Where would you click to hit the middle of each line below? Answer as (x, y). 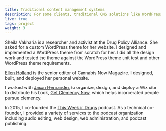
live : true (16, 19)
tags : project (20, 23)
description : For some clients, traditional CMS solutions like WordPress (84, 14)
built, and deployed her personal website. (47, 78)
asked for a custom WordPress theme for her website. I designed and (76, 47)
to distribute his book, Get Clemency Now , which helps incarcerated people (82, 93)
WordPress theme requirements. (38, 63)
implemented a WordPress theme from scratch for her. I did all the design (80, 53)
